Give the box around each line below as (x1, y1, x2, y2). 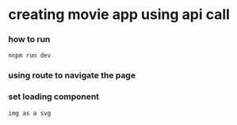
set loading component (8, 91, 100, 102)
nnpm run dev (8, 51, 52, 60)
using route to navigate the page (8, 70, 136, 81)
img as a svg (8, 109, 52, 117)
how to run (8, 34, 51, 45)
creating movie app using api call (8, 6, 230, 24)
